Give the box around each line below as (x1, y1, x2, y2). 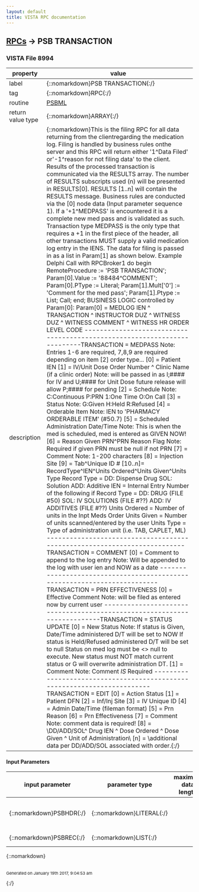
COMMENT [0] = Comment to (96, 549, 179, 557)
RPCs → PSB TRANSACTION (6, 36, 113, 46)
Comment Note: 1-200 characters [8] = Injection (46, 452, 184, 460)
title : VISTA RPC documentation (6, 14, 86, 20)
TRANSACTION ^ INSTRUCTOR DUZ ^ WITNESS (46, 311, 181, 320)
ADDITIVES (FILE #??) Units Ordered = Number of (46, 504, 185, 513)
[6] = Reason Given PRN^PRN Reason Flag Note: (46, 437, 182, 445)
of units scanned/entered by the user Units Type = (46, 519, 187, 527)
